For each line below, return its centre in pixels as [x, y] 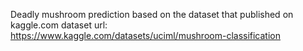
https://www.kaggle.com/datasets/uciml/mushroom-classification [146, 35]
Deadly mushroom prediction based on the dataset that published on [152, 14]
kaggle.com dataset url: [59, 25]
